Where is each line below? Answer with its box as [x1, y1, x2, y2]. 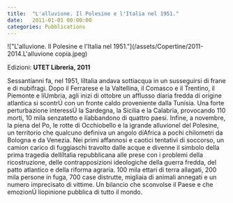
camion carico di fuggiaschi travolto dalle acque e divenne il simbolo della [7, 144, 220, 152]
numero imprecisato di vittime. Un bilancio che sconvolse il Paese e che [7, 181, 213, 189]
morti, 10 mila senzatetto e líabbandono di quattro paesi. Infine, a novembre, [7, 114, 226, 122]
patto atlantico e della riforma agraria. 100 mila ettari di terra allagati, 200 [7, 165, 217, 174]
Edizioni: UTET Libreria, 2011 [7, 63, 91, 72]
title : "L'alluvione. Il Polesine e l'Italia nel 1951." [7, 10, 179, 17]
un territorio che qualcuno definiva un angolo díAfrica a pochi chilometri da [7, 128, 223, 137]
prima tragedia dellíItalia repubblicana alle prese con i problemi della [7, 151, 204, 159]
